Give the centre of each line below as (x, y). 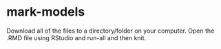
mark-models (46, 12)
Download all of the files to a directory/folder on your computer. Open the (110, 31)
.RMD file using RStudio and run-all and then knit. (76, 37)
